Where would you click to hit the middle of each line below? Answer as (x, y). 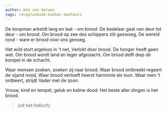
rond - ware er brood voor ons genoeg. (46, 39)
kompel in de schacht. (28, 60)
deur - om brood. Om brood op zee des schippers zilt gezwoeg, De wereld (82, 34)
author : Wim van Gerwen (30, 10)
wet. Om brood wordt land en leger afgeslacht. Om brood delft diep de (78, 54)
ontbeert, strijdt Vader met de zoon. (42, 80)
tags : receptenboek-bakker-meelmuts (44, 15)
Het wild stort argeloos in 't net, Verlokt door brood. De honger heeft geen (82, 49)
